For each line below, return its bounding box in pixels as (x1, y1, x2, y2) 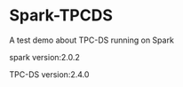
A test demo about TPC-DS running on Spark (9, 35, 175, 45)
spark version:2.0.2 (9, 51, 80, 62)
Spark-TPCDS (9, 5, 114, 26)
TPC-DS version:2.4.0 (9, 68, 90, 80)
